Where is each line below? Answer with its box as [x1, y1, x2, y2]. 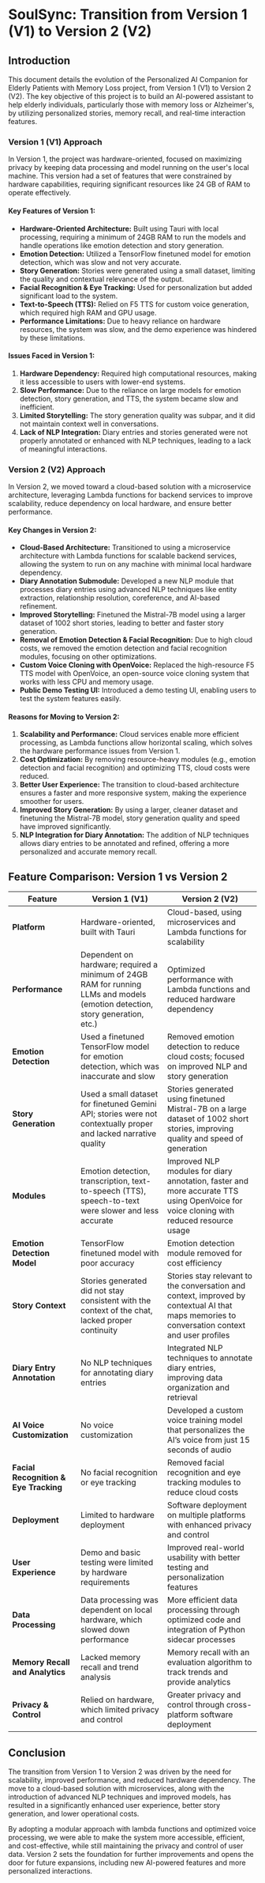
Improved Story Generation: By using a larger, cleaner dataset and [19, 805, 238, 815]
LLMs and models [80, 989, 147, 1000]
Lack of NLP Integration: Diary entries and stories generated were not [19, 427, 248, 436]
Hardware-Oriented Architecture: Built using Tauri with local [19, 224, 219, 233]
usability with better [166, 1552, 241, 1563]
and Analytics [12, 1666, 65, 1677]
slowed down [80, 1625, 130, 1636]
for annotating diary [80, 1368, 154, 1379]
